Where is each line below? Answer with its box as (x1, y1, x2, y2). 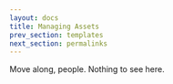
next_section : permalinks (9, 38, 107, 48)
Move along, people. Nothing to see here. (9, 64, 166, 75)
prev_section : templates (9, 30, 104, 39)
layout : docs (9, 13, 59, 23)
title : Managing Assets (9, 22, 100, 31)
